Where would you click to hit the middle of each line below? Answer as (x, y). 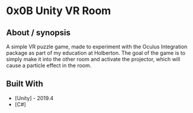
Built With (25, 84)
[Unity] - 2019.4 (34, 98)
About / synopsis (38, 33)
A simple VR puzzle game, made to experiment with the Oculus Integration (97, 46)
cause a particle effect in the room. (49, 65)
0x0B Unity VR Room (59, 11)
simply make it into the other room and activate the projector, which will (93, 59)
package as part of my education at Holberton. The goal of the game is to (96, 53)
